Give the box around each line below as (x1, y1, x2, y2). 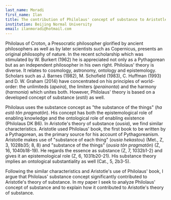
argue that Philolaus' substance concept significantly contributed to (5, 174, 148, 180)
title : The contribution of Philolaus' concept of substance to (5, 17, 145, 22)
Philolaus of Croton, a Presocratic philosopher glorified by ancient (5, 40, 144, 46)
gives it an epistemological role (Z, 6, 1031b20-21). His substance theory (5, 153, 157, 159)
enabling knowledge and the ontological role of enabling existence (5, 115, 145, 121)
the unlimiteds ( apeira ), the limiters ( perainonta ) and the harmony (19, 83, 157, 90)
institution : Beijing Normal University (5, 21, 93, 27)
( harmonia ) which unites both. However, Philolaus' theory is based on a (5, 89, 155, 95)
